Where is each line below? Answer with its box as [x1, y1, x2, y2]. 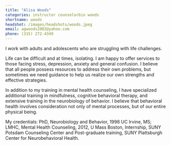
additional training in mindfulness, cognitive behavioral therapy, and [5, 93, 148, 98]
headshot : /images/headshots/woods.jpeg [5, 22, 93, 27]
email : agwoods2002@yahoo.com [5, 27, 70, 32]
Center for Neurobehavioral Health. [5, 135, 80, 141]
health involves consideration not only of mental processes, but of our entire [5, 103, 166, 109]
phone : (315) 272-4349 [5, 31, 54, 36]
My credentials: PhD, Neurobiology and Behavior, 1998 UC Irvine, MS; [5, 119, 152, 125]
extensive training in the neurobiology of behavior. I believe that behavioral [5, 98, 162, 104]
